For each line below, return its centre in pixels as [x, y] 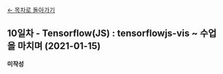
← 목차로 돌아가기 [31, 10]
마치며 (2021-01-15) [59, 46]
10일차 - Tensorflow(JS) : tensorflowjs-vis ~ [103, 34]
